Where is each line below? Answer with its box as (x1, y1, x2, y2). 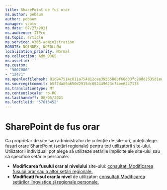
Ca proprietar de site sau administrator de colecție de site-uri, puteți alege (5, 138, 157, 144)
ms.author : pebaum (5, 12, 43, 17)
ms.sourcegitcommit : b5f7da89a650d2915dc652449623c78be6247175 (5, 81, 139, 86)
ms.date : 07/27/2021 (5, 26, 48, 31)
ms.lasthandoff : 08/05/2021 (5, 95, 64, 100)
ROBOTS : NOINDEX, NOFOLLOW (5, 44, 61, 49)
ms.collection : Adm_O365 (5, 53, 57, 59)
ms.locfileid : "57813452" (5, 100, 59, 105)
